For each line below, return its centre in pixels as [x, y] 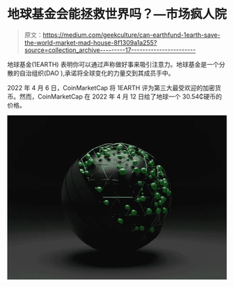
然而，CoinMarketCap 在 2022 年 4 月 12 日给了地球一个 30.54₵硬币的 [120, 96]
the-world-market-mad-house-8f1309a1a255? [91, 42]
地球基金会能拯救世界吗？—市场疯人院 [117, 14]
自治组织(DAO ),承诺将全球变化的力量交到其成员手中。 [97, 73]
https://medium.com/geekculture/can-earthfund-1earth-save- [132, 35]
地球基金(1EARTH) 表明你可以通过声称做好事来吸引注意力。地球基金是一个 [113, 64]
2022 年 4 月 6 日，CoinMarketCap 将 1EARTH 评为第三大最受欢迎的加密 [111, 88]
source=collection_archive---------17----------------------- [110, 50]
